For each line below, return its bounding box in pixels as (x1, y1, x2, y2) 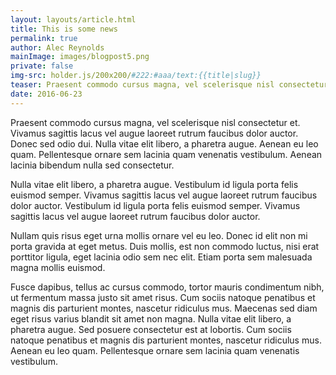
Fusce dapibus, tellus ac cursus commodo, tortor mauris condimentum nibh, (10, 281, 325, 293)
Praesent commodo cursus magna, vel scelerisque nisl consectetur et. (10, 116, 301, 128)
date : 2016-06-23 (10, 89, 83, 99)
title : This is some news (10, 24, 118, 34)
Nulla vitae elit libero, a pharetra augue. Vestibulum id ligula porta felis (10, 178, 299, 190)
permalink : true (10, 33, 78, 43)
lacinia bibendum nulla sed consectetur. (10, 159, 175, 171)
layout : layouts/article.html (10, 14, 137, 25)
